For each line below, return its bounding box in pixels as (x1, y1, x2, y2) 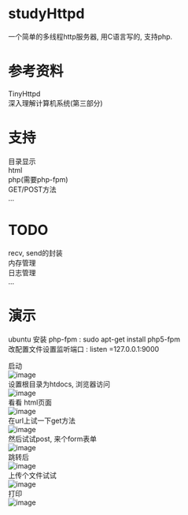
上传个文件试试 (8, 470, 57, 480)
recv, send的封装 (8, 248, 63, 257)
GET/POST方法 (8, 185, 57, 194)
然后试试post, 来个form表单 (8, 434, 97, 443)
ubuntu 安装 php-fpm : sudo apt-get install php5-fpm (8, 334, 181, 344)
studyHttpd (8, 5, 85, 23)
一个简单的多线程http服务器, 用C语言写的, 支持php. (8, 32, 173, 41)
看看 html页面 (8, 397, 53, 407)
